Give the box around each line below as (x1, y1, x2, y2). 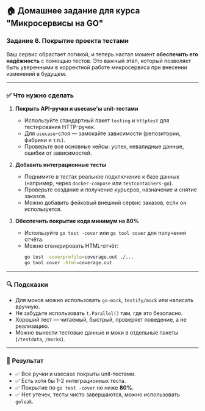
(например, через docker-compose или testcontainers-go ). (24, 179, 173, 187)
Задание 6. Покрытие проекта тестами (6, 37, 129, 45)
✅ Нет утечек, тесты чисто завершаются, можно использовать (15, 391, 180, 398)
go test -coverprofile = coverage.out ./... (24, 254, 134, 260)
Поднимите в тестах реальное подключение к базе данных (24, 172, 180, 180)
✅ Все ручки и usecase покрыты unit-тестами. (15, 370, 136, 378)
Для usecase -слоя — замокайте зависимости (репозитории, (24, 130, 181, 137)
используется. (24, 205, 62, 213)
